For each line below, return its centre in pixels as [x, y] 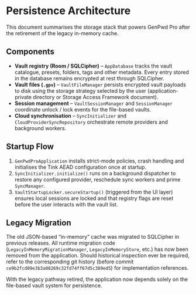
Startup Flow [30, 147]
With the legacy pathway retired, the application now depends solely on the [97, 279]
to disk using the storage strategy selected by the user [80, 91]
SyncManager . [30, 185]
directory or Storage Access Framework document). [96, 97]
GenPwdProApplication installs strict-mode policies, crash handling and [99, 161]
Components [30, 52]
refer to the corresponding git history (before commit [70, 262]
